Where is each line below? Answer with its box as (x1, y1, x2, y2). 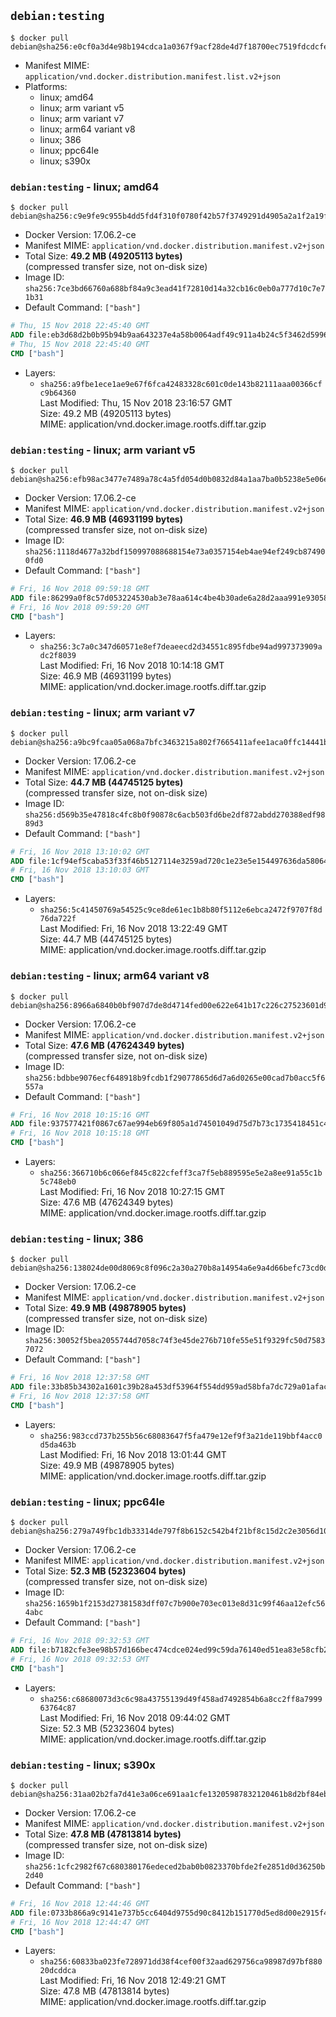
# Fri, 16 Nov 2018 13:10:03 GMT (10, 865, 150, 875)
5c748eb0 (39, 1177, 77, 1187)
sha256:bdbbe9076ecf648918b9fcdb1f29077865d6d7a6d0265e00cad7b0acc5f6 (24, 1073, 326, 1083)
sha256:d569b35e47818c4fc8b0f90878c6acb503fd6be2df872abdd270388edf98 (24, 810, 326, 820)
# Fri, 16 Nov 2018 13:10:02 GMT (10, 846, 150, 857)
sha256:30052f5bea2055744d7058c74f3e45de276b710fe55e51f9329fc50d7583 (24, 1336, 326, 1346)
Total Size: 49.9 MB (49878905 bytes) (24, 1302, 187, 1314)
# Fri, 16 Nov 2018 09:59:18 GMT (10, 583, 150, 594)
